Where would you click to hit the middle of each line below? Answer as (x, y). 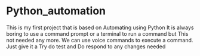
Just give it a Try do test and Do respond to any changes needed (86, 46)
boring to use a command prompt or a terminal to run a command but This (97, 33)
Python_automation (56, 11)
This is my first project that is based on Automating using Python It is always (100, 27)
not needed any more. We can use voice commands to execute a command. (100, 40)
